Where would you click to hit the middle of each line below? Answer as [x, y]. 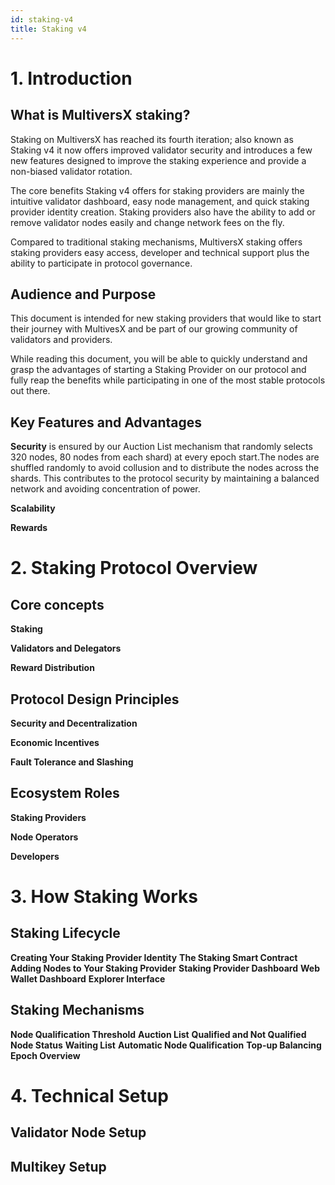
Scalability [33, 508]
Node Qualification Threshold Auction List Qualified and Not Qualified [158, 1034]
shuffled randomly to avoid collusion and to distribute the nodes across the [165, 468]
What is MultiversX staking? [100, 115]
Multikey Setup [58, 1166]
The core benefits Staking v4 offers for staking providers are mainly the [157, 190]
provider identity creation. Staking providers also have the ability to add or [163, 212]
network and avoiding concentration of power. [105, 489]
